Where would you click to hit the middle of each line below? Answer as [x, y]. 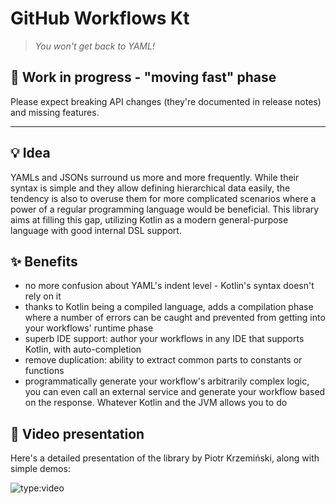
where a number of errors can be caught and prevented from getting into [175, 318]
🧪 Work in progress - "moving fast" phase [143, 77]
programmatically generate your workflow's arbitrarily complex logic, [167, 381]
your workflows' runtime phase [89, 328]
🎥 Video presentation [77, 433]
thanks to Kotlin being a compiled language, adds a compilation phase [169, 307]
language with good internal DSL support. [96, 230]
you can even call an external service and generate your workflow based [175, 392]
